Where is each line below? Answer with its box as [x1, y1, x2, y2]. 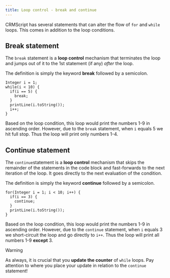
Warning [5, 247, 23, 254]
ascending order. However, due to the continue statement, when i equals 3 [5, 227, 163, 233]
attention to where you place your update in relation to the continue [5, 263, 147, 269]
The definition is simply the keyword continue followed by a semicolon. [5, 180, 155, 186]
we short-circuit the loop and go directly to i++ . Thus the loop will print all [5, 232, 159, 238]
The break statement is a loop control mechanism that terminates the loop [5, 55, 161, 61]
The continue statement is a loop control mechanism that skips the [5, 159, 145, 165]
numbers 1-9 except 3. [5, 237, 53, 243]
